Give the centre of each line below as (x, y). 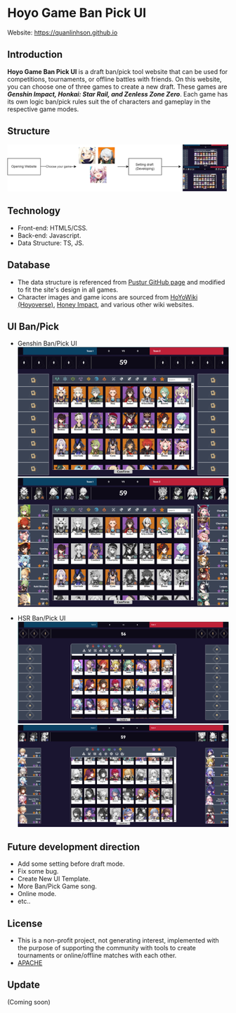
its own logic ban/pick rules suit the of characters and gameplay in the (109, 101)
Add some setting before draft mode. (71, 864)
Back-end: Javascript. (49, 235)
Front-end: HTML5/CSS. (52, 228)
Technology (34, 211)
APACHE (30, 963)
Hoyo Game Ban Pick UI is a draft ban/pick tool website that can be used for (118, 71)
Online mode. (37, 894)
